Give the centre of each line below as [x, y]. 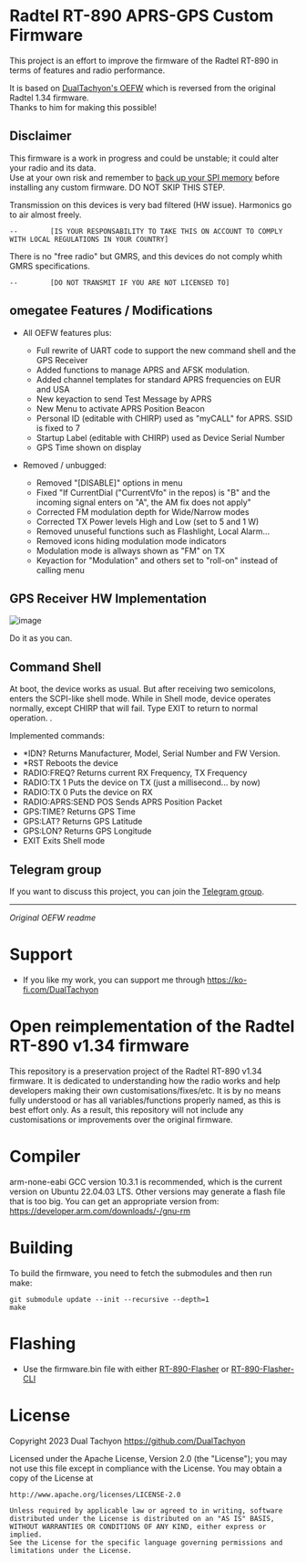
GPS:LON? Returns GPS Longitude [87, 831]
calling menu [60, 570]
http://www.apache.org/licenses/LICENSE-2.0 [95, 1495]
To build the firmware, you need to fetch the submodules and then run [141, 1273]
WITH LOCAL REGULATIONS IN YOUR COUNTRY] [89, 239]
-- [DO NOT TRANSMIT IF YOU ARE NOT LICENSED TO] [120, 283]
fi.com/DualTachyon [60, 989]
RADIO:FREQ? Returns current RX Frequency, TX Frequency [135, 773]
